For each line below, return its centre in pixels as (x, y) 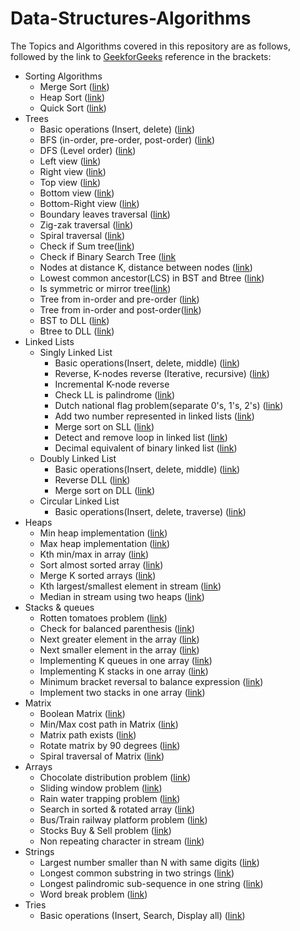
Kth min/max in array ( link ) (94, 554)
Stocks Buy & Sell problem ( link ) (105, 830)
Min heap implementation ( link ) (103, 533)
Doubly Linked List (78, 458)
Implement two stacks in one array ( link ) (122, 692)
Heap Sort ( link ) (72, 97)
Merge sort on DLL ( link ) (105, 490)
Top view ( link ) (70, 182)
